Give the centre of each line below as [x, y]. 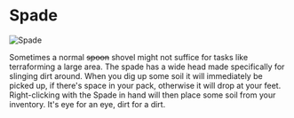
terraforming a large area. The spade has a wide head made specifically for [147, 67]
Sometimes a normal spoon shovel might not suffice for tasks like [129, 57]
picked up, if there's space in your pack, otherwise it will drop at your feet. [145, 85]
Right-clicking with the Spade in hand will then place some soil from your [143, 95]
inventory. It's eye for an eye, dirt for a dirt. [87, 104]
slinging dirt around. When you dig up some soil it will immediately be [136, 75]
